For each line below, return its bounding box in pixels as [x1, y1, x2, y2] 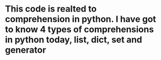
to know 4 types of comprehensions [5, 24, 154, 35]
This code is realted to [5, 3, 97, 15]
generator [5, 45, 46, 56]
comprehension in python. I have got [5, 14, 157, 25]
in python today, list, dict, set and [5, 34, 143, 45]
